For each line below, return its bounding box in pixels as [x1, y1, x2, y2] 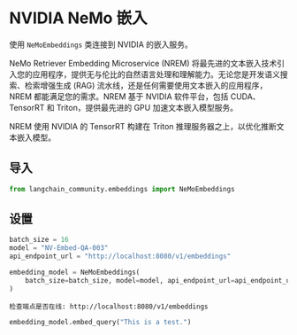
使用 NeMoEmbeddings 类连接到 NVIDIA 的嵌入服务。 [9, 39, 193, 50]
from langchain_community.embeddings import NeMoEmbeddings [9, 184, 236, 193]
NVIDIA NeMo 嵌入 [9, 8, 148, 28]
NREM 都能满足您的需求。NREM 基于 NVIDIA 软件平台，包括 [9, 90, 229, 102]
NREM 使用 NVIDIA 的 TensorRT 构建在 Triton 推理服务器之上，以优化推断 [9, 121, 277, 131]
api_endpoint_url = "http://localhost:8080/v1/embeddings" [9, 252, 232, 261]
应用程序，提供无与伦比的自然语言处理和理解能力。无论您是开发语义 [32, 68, 280, 80]
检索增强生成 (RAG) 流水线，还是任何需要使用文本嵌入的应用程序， [24, 80, 268, 90]
